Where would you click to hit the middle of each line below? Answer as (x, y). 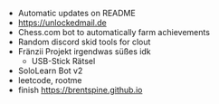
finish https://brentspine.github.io (80, 90)
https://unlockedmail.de (62, 23)
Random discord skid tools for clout (84, 42)
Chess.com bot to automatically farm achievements (114, 32)
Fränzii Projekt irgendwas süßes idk (84, 52)
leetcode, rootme (50, 80)
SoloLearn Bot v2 (50, 71)
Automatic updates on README (76, 13)
